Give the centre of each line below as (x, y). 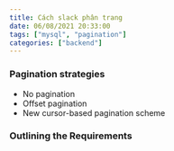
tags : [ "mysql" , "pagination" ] (68, 34)
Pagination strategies (57, 75)
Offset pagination (55, 103)
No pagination (48, 93)
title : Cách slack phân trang (66, 18)
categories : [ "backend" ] (56, 43)
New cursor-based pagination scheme (94, 112)
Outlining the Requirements (71, 136)
